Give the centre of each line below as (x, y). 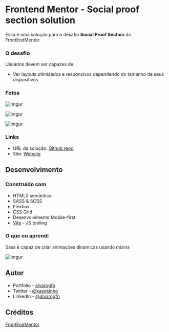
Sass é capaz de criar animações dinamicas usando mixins (68, 247)
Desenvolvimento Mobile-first (44, 217)
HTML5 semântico (32, 195)
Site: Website (27, 153)
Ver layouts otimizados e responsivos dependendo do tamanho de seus (88, 74)
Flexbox (21, 206)
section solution (40, 20)
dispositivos (25, 80)
